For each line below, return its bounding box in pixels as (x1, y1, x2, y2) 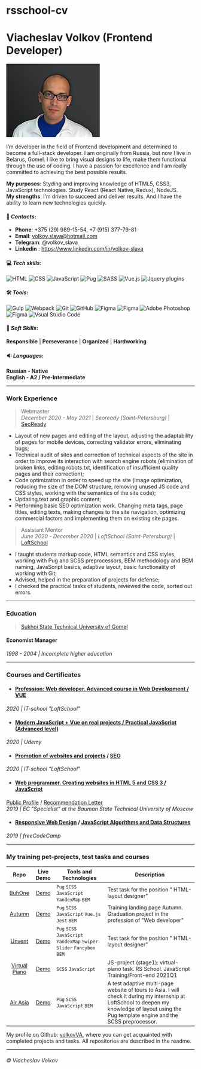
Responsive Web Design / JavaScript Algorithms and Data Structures (14, 819, 191, 826)
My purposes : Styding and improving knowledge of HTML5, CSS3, (6, 180, 172, 187)
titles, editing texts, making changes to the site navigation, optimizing (14, 508, 185, 516)
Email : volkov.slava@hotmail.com (14, 233, 98, 240)
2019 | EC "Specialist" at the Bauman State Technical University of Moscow (6, 805, 193, 812)
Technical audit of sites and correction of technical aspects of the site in (14, 451, 193, 458)
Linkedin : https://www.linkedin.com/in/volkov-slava (14, 245, 144, 252)
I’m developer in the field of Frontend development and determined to (6, 143, 178, 150)
